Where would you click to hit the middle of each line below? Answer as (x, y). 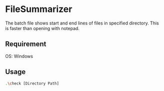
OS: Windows (19, 56)
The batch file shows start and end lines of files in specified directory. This (82, 23)
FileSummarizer (39, 9)
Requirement (26, 44)
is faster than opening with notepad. (42, 28)
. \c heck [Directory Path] (32, 83)
